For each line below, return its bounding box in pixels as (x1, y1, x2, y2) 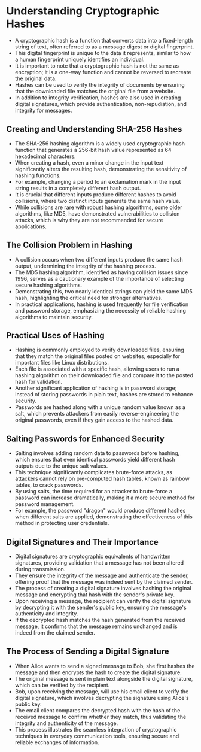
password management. (14, 501, 75, 508)
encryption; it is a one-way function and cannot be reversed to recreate (14, 68, 191, 75)
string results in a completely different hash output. (14, 184, 141, 192)
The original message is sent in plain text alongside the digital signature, (14, 675, 193, 682)
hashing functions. (14, 172, 61, 179)
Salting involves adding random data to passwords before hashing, (14, 450, 180, 457)
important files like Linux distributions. (14, 359, 109, 366)
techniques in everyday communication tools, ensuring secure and (14, 732, 179, 739)
